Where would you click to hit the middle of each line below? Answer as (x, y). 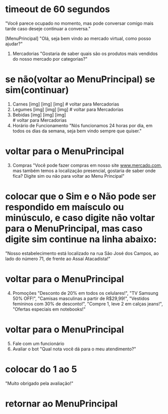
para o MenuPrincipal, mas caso (74, 229)
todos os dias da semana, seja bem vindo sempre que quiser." (77, 131)
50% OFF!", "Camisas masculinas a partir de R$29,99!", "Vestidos (81, 298)
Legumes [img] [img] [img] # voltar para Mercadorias (68, 109)
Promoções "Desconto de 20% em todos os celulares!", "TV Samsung (86, 293)
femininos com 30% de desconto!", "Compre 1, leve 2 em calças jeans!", (88, 303)
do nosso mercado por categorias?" (50, 59)
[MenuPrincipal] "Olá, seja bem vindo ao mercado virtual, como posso (78, 38)
